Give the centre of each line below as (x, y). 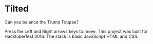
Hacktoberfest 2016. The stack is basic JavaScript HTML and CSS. (72, 36)
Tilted (17, 9)
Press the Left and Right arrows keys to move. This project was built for (76, 31)
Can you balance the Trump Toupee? (42, 22)
